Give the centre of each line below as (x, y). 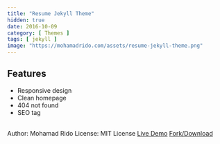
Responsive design (44, 90)
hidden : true (26, 20)
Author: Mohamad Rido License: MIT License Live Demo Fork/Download (110, 133)
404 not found (38, 105)
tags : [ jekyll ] (32, 39)
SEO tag (29, 112)
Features (27, 74)
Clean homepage (42, 98)
